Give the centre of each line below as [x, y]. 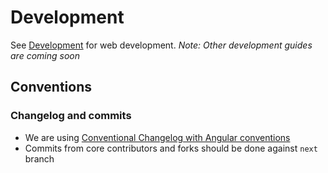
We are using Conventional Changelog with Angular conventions [157, 137]
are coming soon [45, 55]
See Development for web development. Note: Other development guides [161, 45]
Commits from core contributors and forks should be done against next [171, 148]
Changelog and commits [71, 116]
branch [39, 158]
